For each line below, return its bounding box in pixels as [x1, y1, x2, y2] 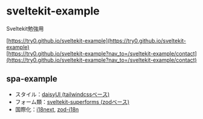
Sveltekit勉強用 [6, 25, 44, 32]
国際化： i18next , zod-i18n [15, 106, 79, 113]
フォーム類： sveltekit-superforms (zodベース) [15, 98, 130, 105]
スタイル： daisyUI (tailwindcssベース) [15, 91, 110, 98]
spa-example [6, 74, 58, 84]
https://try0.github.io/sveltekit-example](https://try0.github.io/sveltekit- [8, 37, 187, 44]
